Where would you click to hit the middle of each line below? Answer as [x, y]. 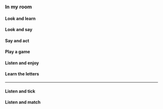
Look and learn [20, 18]
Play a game [18, 52]
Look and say [19, 30]
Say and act [17, 40]
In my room [19, 7]
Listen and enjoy [22, 63]
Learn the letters [22, 74]
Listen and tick [20, 91]
